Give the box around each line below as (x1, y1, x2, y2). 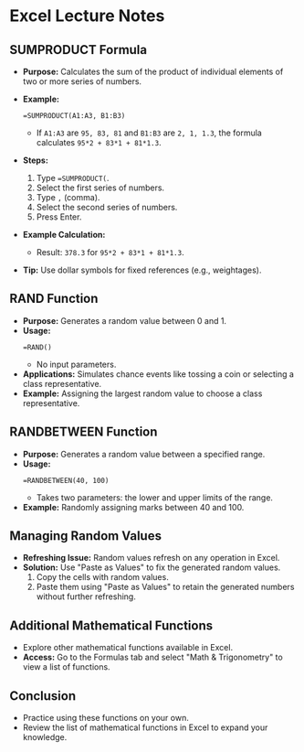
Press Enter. (36, 211, 82, 222)
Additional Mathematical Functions (9, 618, 214, 633)
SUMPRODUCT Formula (9, 42, 148, 58)
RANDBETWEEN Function (9, 424, 158, 440)
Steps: (22, 155, 48, 166)
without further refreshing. (36, 591, 137, 602)
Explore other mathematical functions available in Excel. (22, 642, 234, 653)
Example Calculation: (22, 230, 106, 240)
